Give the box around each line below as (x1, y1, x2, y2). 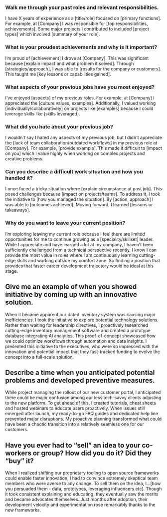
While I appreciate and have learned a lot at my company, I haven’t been (5, 241, 154, 247)
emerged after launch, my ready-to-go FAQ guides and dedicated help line (5, 411, 159, 417)
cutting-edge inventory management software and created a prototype (5, 327, 151, 333)
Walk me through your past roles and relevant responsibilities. (5, 4, 159, 11)
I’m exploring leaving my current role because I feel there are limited (5, 231, 146, 237)
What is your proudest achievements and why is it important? (5, 44, 158, 51)
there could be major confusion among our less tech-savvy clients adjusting (5, 395, 162, 401)
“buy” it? (5, 457, 34, 465)
